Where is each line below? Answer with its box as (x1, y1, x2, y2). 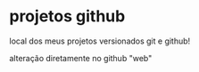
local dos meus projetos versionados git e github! (9, 36, 191, 46)
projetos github (9, 6, 126, 27)
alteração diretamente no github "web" (9, 52, 153, 63)
